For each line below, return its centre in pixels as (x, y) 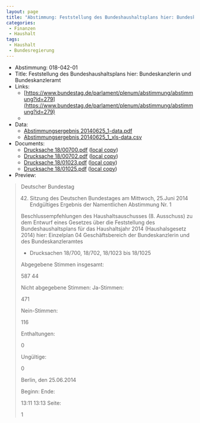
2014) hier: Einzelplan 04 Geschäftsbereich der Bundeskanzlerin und (105, 235)
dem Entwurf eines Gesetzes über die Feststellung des (88, 222)
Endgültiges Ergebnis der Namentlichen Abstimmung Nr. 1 (100, 204)
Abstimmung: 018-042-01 (46, 67)
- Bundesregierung (32, 51)
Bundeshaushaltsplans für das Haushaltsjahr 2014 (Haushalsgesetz (103, 228)
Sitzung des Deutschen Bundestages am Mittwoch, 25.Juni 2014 (109, 198)
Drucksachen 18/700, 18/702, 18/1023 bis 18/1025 (90, 253)
